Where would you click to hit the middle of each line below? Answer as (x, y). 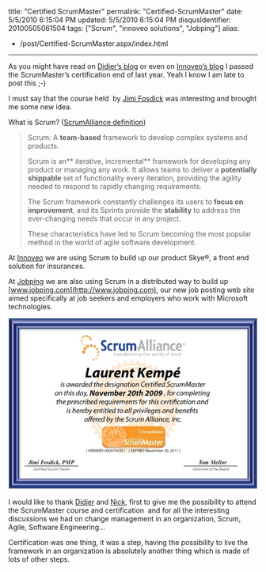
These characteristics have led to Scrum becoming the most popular (139, 234)
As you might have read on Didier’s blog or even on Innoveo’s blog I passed (131, 66)
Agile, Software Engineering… (57, 527)
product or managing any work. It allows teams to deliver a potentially (142, 170)
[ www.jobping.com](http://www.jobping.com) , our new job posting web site (131, 290)
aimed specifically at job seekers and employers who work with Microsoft (128, 298)
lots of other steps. (39, 559)
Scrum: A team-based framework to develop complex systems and (137, 137)
